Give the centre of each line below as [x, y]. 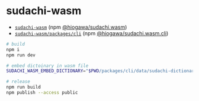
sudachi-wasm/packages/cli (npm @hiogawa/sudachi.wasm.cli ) [92, 33]
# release [18, 82]
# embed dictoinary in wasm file [47, 66]
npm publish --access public [42, 93]
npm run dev [21, 55]
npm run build [24, 87]
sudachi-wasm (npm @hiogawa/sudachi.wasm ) [71, 27]
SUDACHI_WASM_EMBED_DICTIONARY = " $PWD [53, 71]
